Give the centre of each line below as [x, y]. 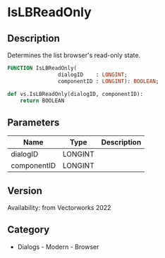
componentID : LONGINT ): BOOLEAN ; [108, 81]
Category [29, 230]
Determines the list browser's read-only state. [74, 55]
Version [25, 191]
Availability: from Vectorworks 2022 [59, 208]
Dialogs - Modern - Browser [58, 247]
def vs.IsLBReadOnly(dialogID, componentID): [75, 94]
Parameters [33, 122]
